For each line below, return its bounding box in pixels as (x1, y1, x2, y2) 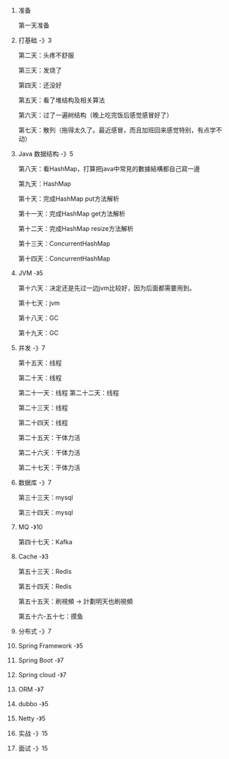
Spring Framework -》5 (18, 641, 83, 650)
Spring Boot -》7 (18, 656, 64, 664)
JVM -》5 (18, 269, 44, 277)
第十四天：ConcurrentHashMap (18, 254, 111, 263)
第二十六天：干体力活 (18, 448, 80, 456)
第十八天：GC (18, 314, 59, 322)
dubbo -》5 (18, 700, 49, 708)
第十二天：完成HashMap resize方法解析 (18, 225, 134, 232)
